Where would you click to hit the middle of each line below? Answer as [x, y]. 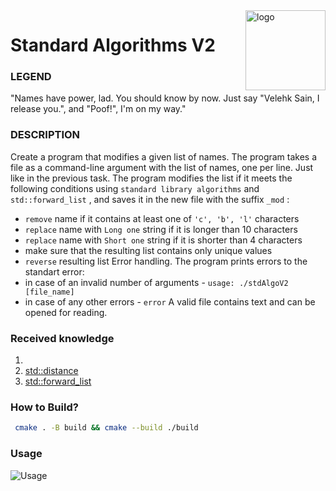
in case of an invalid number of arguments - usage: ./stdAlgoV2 [156, 282]
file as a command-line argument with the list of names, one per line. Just [162, 167]
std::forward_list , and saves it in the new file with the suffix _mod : [150, 199]
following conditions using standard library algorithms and [135, 188]
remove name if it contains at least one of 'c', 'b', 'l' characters [162, 218]
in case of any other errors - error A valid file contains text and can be [170, 301]
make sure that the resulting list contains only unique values [148, 250]
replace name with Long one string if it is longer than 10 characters [161, 229]
